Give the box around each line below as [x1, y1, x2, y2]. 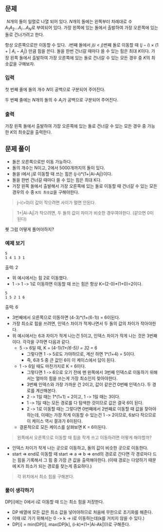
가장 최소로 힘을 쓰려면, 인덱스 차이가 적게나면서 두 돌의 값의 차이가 [12, 320, 140, 326]
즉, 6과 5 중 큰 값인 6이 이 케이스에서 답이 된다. [26, 357, 116, 363]
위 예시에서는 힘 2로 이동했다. [12, 275, 68, 280]
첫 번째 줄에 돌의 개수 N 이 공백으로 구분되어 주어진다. [5, 86, 106, 92]
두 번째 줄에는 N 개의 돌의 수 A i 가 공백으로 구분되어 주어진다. [5, 97, 118, 104]
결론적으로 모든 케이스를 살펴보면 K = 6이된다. [19, 424, 107, 430]
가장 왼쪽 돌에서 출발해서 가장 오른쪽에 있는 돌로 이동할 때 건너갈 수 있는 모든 [12, 183, 158, 189]
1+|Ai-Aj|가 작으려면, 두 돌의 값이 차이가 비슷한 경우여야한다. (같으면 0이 [17, 210, 154, 216]
